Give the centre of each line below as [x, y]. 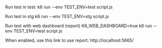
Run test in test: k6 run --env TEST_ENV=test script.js [59, 7]
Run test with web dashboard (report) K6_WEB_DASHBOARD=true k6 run [79, 26]
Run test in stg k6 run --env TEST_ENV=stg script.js [57, 16]
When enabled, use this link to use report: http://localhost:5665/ [70, 40]
